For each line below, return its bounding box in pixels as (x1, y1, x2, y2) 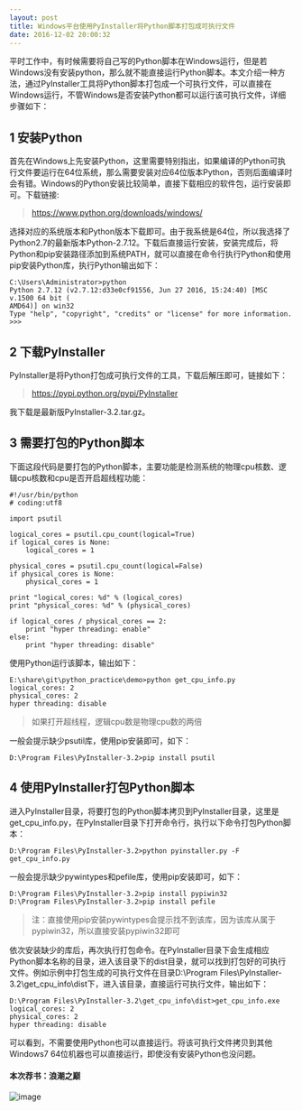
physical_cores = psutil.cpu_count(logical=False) (9, 561, 204, 570)
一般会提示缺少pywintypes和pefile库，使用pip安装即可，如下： (9, 871, 243, 882)
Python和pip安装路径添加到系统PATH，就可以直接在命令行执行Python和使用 (9, 249, 291, 260)
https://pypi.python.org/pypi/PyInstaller (31, 388, 178, 398)
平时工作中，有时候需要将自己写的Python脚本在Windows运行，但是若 (9, 56, 268, 67)
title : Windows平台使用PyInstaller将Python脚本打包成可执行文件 (9, 22, 236, 31)
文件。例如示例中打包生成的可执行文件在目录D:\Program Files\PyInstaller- (9, 967, 282, 977)
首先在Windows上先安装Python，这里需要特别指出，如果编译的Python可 (9, 155, 279, 167)
